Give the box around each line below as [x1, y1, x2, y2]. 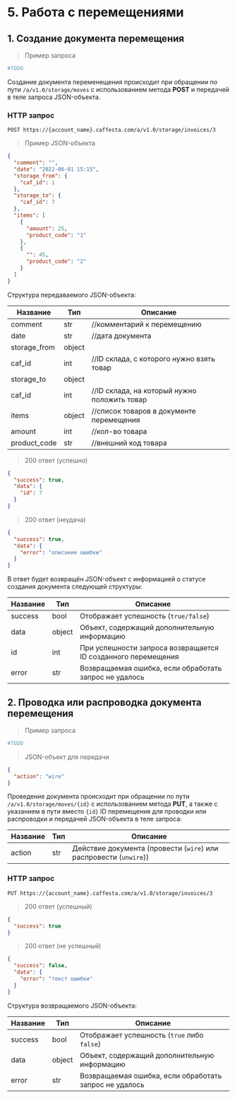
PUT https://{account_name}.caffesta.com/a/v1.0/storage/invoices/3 [7, 889, 213, 896]
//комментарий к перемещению [91, 319, 202, 329]
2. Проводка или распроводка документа [7, 696, 202, 708]
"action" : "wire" [13, 773, 65, 780]
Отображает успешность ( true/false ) [80, 611, 210, 621]
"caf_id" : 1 [20, 178, 55, 186]
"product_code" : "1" [25, 232, 87, 239]
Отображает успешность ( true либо [80, 1030, 204, 1040]
